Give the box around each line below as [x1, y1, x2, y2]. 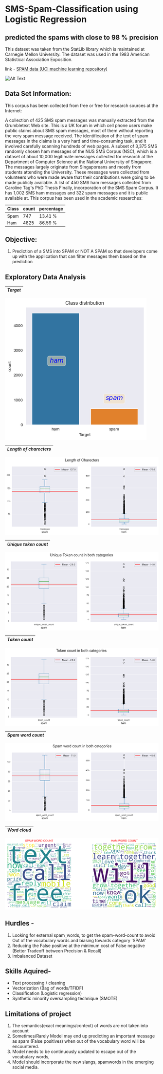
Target [7, 287, 21, 293]
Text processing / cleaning [12, 980, 66, 986]
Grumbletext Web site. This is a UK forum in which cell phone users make [5, 122, 152, 128]
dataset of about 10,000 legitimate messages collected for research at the [5, 153, 153, 159]
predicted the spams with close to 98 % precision [5, 33, 159, 42]
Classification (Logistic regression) [12, 990, 82, 996]
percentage [39, 206, 63, 212]
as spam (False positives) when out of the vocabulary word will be [12, 1038, 145, 1044]
